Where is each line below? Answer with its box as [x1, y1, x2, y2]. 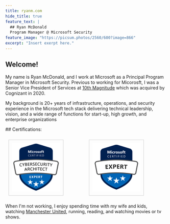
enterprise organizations [5, 116, 57, 122]
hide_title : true [5, 13, 42, 19]
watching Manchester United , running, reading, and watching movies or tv [5, 208, 162, 214]
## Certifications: [5, 126, 42, 132]
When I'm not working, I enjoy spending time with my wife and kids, [5, 203, 148, 209]
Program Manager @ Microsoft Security [10, 30, 93, 35]
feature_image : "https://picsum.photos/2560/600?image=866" [5, 35, 136, 40]
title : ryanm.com [5, 8, 42, 13]
